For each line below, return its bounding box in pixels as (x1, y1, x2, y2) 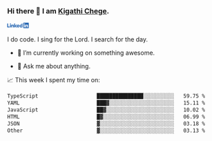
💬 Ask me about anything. (17, 62, 91, 70)
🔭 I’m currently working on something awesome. (17, 48, 155, 57)
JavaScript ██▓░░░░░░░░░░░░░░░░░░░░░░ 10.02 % (7, 106, 206, 113)
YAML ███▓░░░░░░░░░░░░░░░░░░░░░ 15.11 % (7, 100, 206, 106)
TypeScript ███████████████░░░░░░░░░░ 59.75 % (7, 93, 206, 100)
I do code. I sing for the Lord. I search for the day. (7, 35, 148, 44)
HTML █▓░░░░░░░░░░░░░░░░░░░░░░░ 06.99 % (7, 113, 206, 120)
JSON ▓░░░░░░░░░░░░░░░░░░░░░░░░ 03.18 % (7, 120, 206, 127)
